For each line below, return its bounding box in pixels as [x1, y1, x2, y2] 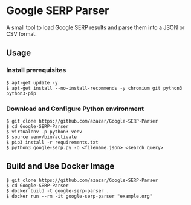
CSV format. [6, 30, 37, 37]
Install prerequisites [6, 66, 66, 75]
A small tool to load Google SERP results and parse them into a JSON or [6, 24, 185, 31]
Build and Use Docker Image [6, 161, 115, 172]
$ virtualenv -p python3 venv [6, 129, 83, 135]
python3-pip [6, 90, 36, 96]
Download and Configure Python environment [6, 104, 144, 113]
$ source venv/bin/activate [6, 134, 77, 140]
